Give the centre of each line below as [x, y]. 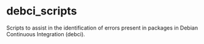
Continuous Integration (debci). [46, 34]
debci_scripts [42, 11]
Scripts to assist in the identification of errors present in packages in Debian [102, 28]
